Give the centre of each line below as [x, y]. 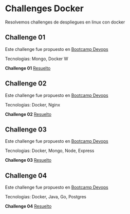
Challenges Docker [44, 9]
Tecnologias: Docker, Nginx [33, 105]
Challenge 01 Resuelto [28, 68]
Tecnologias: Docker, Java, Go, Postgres [46, 197]
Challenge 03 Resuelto [28, 160]
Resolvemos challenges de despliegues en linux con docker [65, 22]
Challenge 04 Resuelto [28, 206]
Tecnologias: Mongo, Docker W [37, 59]
